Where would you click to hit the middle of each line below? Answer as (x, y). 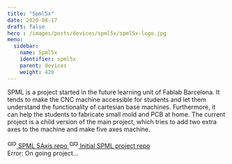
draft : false (26, 27)
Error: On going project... (43, 153)
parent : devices (44, 66)
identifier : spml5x (48, 59)
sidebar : (26, 46)
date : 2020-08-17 (32, 20)
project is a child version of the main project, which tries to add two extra (112, 121)
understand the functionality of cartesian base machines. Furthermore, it (111, 107)
